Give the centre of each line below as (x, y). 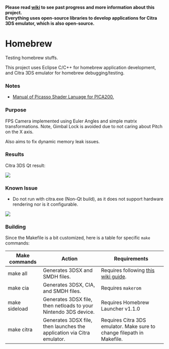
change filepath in (122, 333)
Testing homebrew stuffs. (32, 57)
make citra (20, 330)
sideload (18, 309)
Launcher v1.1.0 (120, 309)
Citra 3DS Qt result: (25, 165)
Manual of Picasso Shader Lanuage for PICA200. (63, 97)
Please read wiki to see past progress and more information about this (80, 7)
